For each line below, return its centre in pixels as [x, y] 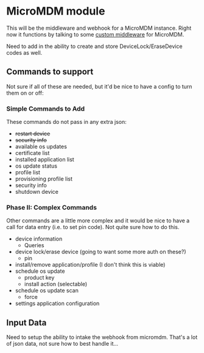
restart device [33, 134]
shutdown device [37, 192]
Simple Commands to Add [46, 109]
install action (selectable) [56, 284]
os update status [36, 166]
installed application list [44, 160]
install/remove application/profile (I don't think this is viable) [90, 265]
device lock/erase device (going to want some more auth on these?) [101, 252]
